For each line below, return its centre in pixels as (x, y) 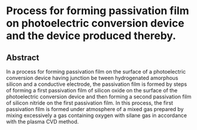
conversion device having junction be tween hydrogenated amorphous (92, 78)
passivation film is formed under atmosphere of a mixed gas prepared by (95, 109)
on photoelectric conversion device (95, 23)
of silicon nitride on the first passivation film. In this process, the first (90, 103)
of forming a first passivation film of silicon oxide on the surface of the (92, 90)
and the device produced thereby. (91, 36)
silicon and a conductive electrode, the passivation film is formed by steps (97, 84)
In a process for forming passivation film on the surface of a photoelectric (96, 71)
